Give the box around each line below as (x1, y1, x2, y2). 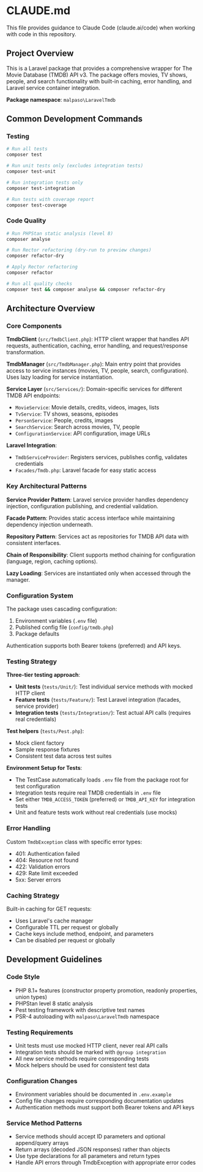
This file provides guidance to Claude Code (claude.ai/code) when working (6, 24, 196, 31)
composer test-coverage (6, 202, 67, 208)
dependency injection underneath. (6, 520, 94, 528)
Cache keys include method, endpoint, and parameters (15, 930, 154, 937)
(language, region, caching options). (6, 557, 98, 565)
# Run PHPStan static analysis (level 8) (6, 230, 114, 237)
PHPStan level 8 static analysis (15, 1000, 94, 1007)
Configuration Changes (6, 1076, 78, 1085)
